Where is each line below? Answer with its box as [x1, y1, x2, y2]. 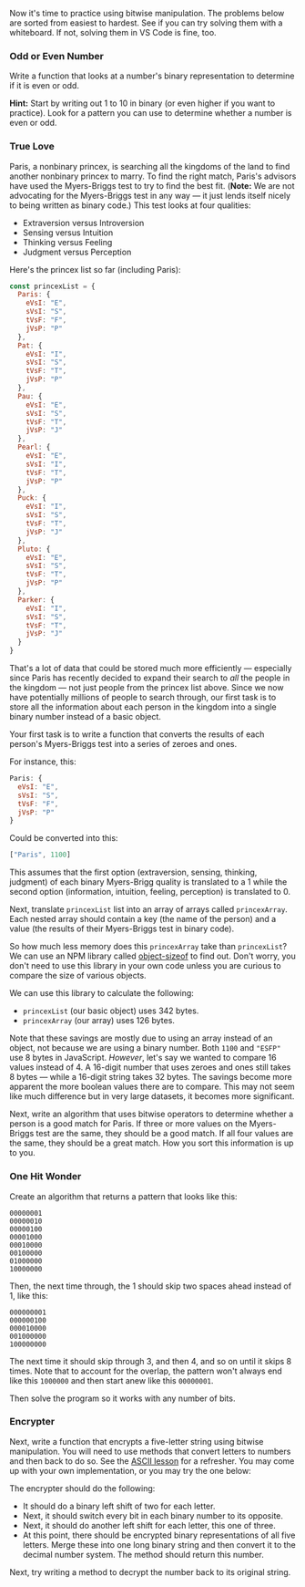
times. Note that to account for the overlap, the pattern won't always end [9, 1365, 282, 1376]
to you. [9, 1147, 36, 1158]
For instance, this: [9, 756, 76, 767]
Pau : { [17, 391, 43, 400]
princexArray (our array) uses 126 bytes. [22, 1015, 176, 1026]
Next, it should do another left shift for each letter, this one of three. [22, 1520, 276, 1530]
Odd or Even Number [9, 49, 105, 62]
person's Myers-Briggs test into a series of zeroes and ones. [9, 739, 238, 750]
